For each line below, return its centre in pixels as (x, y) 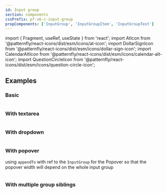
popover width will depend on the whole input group (59, 167)
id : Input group (22, 10)
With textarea (22, 114)
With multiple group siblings (40, 184)
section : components (27, 15)
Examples (21, 81)
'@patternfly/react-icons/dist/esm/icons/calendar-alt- (106, 54)
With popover (22, 151)
